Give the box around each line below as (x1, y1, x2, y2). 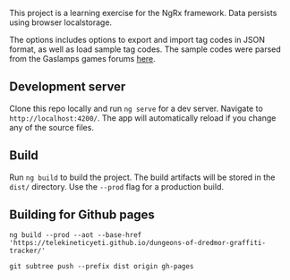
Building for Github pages (9, 208, 155, 223)
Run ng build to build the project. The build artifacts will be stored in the (9, 172, 276, 182)
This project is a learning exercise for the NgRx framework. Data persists (9, 8, 277, 18)
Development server (9, 80, 126, 95)
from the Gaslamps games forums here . (9, 54, 157, 64)
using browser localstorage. (9, 17, 113, 28)
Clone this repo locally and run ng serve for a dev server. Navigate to (9, 103, 264, 114)
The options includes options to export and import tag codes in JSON (9, 35, 266, 45)
